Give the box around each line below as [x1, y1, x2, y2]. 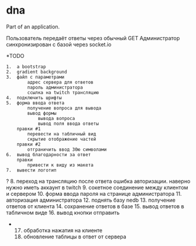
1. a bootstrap [6, 63, 46, 70]
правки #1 [17, 125, 41, 132]
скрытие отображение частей [27, 136, 96, 142]
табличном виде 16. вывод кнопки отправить [6, 209, 120, 216]
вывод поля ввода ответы [37, 121, 99, 127]
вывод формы [27, 110, 57, 116]
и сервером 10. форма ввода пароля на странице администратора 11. [6, 190, 182, 197]
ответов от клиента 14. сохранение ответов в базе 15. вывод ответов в [6, 202, 184, 210]
